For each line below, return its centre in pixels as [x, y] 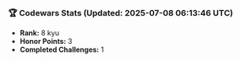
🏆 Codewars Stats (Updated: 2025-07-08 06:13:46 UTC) [120, 13]
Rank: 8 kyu [39, 33]
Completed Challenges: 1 [62, 49]
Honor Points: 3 [46, 42]
